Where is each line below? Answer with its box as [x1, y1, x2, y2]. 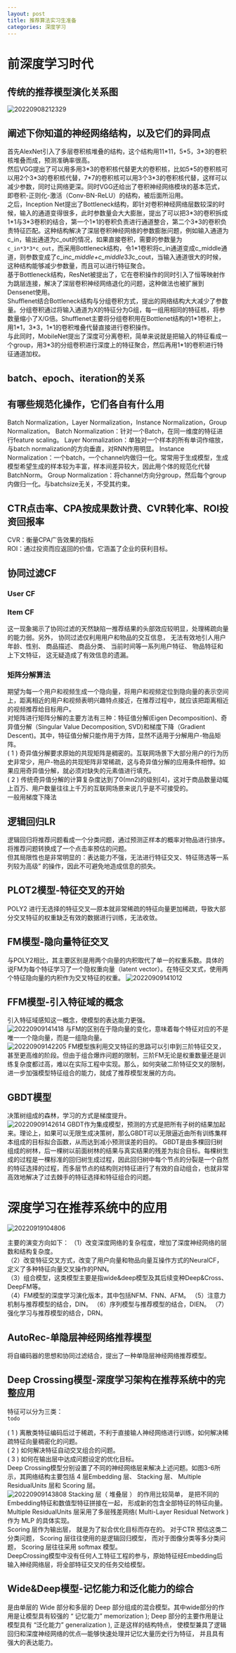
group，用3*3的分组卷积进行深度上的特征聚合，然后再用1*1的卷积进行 [13, 341, 218, 349]
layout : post [7, 10, 46, 18]
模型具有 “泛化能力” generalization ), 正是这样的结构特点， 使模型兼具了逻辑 [7, 1620, 227, 1629]
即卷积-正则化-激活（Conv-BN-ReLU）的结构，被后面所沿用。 [7, 191, 188, 200]
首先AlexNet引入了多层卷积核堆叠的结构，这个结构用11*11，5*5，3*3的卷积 [7, 147, 227, 156]
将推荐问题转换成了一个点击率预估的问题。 [7, 844, 131, 852]
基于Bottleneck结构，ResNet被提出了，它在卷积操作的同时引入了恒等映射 [7, 270, 220, 279]
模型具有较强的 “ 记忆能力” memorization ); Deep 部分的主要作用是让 [25, 1611, 224, 1620]
